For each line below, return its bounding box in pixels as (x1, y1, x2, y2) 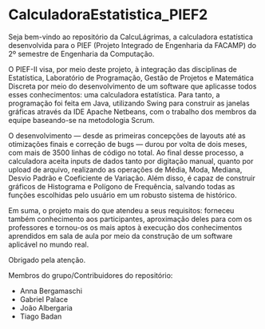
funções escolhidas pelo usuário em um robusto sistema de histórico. (8, 190, 237, 200)
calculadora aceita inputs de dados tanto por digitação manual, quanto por (8, 156, 254, 165)
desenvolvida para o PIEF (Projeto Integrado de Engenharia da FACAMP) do (8, 40, 257, 50)
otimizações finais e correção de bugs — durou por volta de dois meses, (8, 139, 247, 149)
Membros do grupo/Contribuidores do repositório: (8, 270, 173, 280)
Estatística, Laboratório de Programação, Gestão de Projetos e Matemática (8, 73, 254, 82)
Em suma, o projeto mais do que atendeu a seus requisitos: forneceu (8, 205, 235, 215)
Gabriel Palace (19, 294, 69, 304)
